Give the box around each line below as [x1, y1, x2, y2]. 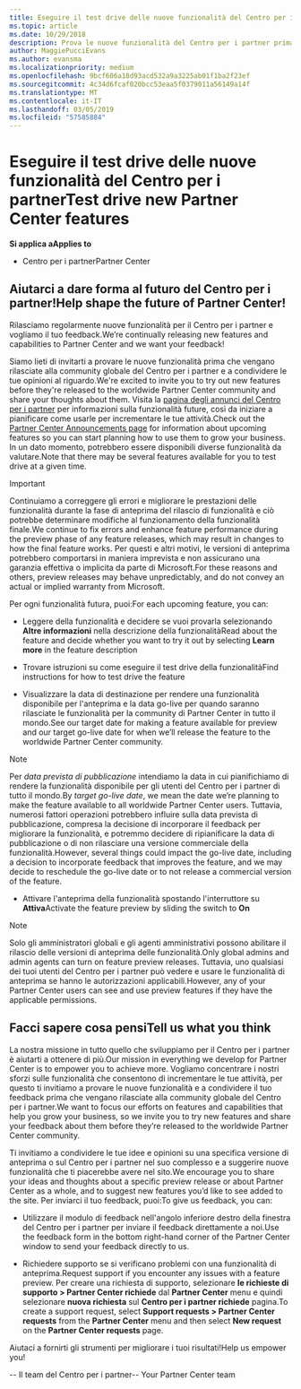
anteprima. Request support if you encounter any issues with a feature [21, 1267, 280, 1278]
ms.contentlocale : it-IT [9, 96, 102, 106]
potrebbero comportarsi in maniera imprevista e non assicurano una [9, 552, 261, 563]
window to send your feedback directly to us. [21, 1240, 190, 1251]
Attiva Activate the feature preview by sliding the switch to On [21, 902, 251, 913]
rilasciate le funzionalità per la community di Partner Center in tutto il [21, 707, 276, 718]
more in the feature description [21, 644, 138, 655]
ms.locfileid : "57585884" [9, 113, 106, 122]
